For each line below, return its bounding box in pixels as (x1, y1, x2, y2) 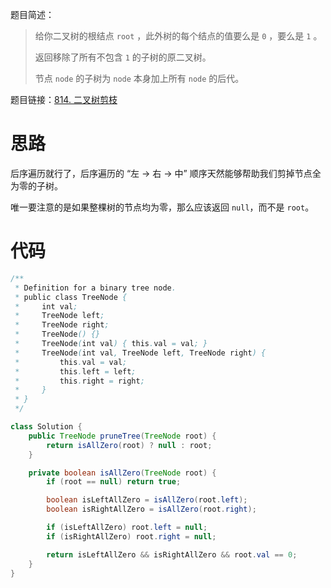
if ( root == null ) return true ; (46, 477, 182, 487)
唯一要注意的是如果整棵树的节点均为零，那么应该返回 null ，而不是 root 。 (10, 201, 315, 213)
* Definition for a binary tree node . (14, 283, 177, 293)
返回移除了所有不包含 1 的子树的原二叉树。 (34, 51, 212, 63)
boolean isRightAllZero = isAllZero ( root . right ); (46, 504, 257, 515)
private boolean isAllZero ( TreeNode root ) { (28, 468, 217, 478)
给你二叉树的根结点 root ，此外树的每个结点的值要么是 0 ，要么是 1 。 (34, 30, 323, 42)
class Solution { (10, 422, 83, 432)
